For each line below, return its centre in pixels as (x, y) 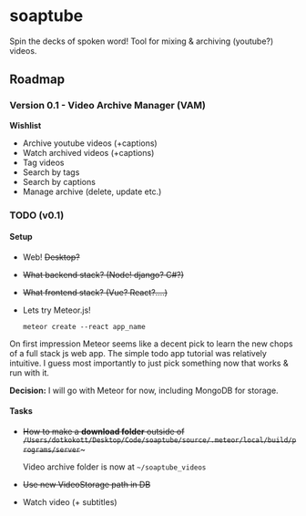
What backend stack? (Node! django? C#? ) (103, 274)
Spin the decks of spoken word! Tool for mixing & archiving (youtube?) (142, 41)
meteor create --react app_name (84, 326)
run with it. (30, 372)
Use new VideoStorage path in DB (87, 484)
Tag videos (43, 162)
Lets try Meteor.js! (56, 310)
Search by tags (51, 172)
